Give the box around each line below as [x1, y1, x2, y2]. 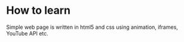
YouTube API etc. [6, 29, 49, 37]
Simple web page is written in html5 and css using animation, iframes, [6, 23, 178, 31]
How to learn [6, 4, 70, 17]
